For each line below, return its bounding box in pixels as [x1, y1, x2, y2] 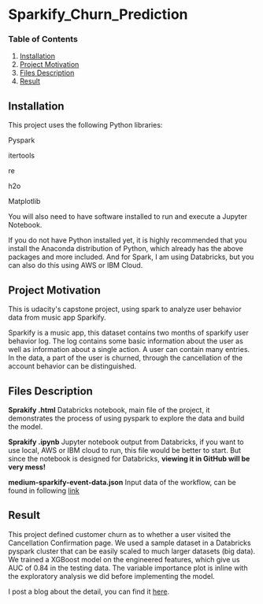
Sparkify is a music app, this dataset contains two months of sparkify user [8, 328, 250, 338]
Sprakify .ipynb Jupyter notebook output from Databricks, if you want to [8, 437, 244, 447]
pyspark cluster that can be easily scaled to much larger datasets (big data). [8, 546, 256, 556]
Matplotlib [8, 197, 41, 206]
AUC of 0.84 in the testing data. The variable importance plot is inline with [8, 563, 248, 573]
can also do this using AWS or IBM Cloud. [8, 261, 143, 270]
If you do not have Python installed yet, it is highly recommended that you [8, 235, 247, 245]
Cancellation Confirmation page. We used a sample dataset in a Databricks [8, 538, 251, 547]
